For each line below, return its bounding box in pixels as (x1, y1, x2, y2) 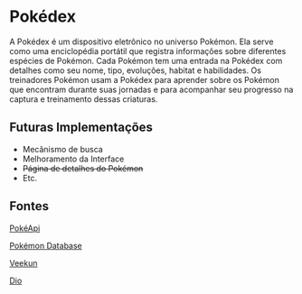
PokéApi (9, 223, 41, 234)
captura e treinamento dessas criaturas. (9, 93, 158, 105)
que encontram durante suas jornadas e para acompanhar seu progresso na (9, 84, 294, 95)
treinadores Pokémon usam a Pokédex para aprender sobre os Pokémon (9, 74, 280, 85)
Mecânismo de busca (22, 143, 104, 154)
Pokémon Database (9, 240, 83, 251)
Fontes (9, 198, 50, 214)
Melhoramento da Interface (22, 153, 125, 164)
